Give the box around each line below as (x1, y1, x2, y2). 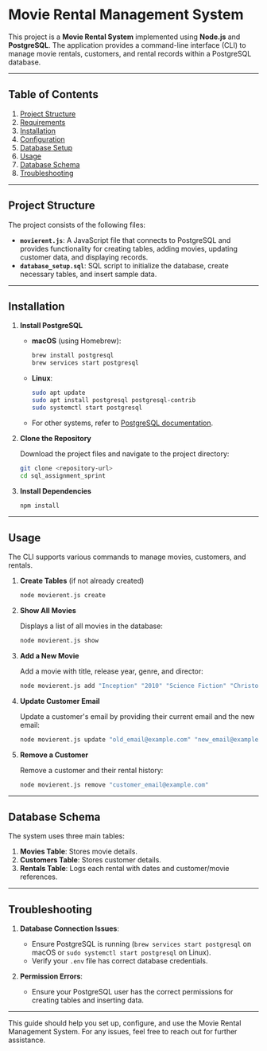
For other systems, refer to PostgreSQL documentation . (31, 418, 214, 428)
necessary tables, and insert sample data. (19, 269, 157, 279)
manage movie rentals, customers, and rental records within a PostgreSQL (8, 49, 252, 58)
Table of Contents (8, 88, 99, 101)
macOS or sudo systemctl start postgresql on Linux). (31, 947, 212, 957)
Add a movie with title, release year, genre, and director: (19, 666, 204, 676)
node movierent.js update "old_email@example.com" (19, 735, 192, 744)
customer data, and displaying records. (19, 252, 149, 262)
